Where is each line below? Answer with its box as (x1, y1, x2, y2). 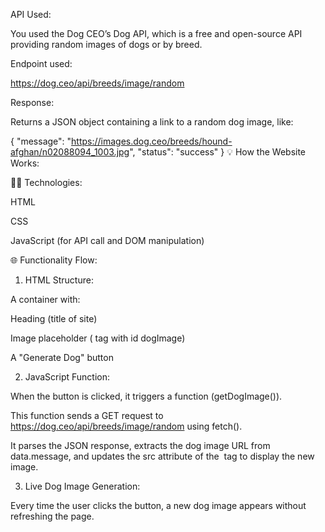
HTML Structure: (24, 274, 94, 286)
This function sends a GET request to (10, 410, 164, 421)
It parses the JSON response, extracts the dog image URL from (10, 440, 271, 451)
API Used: (10, 9, 52, 20)
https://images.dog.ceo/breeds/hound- (71, 135, 233, 147)
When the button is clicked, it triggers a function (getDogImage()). (10, 390, 283, 402)
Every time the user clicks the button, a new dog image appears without (10, 500, 307, 511)
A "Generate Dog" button (10, 352, 114, 363)
